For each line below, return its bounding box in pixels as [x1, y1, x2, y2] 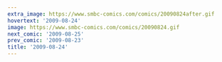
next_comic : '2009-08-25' [7, 30, 84, 38]
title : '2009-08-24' [7, 43, 69, 51]
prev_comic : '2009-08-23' [7, 37, 84, 44]
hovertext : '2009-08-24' [7, 17, 81, 24]
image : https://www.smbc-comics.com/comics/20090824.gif [7, 24, 180, 31]
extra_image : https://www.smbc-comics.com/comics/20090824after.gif [7, 10, 215, 18]
